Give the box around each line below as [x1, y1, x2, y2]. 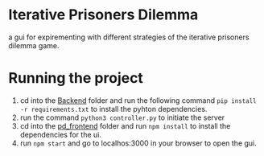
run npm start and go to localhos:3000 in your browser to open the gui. [19, 138, 258, 148]
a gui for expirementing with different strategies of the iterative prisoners [8, 32, 250, 42]
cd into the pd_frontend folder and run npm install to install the [19, 121, 231, 130]
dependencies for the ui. [19, 129, 102, 139]
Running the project [8, 69, 143, 88]
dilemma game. [8, 40, 60, 50]
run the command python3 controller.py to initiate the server [19, 113, 225, 122]
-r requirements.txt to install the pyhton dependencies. [19, 104, 208, 113]
